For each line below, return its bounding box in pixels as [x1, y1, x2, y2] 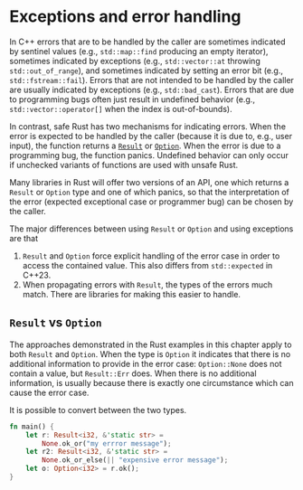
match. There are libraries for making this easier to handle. [22, 288, 241, 299]
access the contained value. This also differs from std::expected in [22, 259, 273, 270]
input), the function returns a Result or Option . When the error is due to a [9, 140, 281, 151]
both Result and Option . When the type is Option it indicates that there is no [9, 348, 291, 359]
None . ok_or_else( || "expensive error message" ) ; [42, 456, 229, 465]
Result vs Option [9, 315, 102, 331]
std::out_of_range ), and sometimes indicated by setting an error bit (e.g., [9, 65, 283, 76]
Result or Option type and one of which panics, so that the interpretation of [9, 186, 289, 197]
